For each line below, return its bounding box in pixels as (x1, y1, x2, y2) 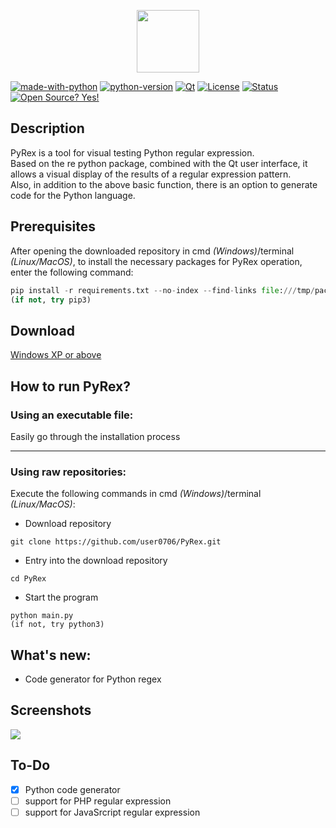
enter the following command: (10, 266, 134, 278)
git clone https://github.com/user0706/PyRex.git (10, 537, 222, 547)
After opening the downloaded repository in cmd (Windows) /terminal (10, 245, 295, 257)
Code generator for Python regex (24, 673, 162, 685)
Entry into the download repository (24, 555, 168, 567)
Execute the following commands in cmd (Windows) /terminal (10, 488, 262, 500)
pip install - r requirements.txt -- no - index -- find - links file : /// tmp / (10, 285, 315, 295)
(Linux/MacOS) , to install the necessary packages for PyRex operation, (10, 255, 303, 267)
